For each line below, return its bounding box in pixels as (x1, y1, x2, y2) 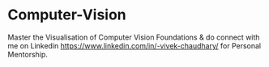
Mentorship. (7, 49, 48, 59)
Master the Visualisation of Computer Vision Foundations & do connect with (7, 32, 260, 42)
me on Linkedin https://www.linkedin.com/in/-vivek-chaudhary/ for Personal (7, 40, 262, 50)
